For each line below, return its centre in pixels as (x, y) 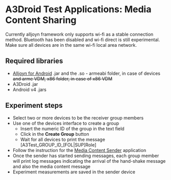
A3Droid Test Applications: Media (78, 9)
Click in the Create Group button (55, 134)
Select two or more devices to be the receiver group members (78, 117)
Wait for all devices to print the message (63, 139)
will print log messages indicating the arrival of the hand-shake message (89, 161)
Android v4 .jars (30, 89)
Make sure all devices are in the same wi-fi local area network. (71, 45)
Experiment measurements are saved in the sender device (74, 172)
